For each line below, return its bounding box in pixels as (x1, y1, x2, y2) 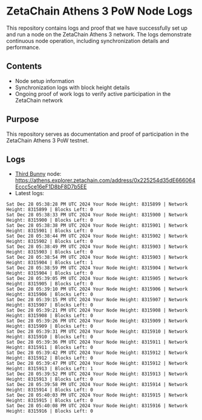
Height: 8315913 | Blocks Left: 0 (6, 376, 94, 382)
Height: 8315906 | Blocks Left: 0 (6, 292, 94, 298)
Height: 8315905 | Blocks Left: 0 (6, 281, 94, 287)
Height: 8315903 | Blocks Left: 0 (6, 249, 94, 255)
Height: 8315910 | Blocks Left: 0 (6, 334, 94, 340)
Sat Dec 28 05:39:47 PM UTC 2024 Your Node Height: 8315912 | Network (6, 361, 188, 367)
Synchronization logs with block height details (15, 84, 130, 91)
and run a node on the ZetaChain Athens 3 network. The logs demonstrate (6, 30, 192, 38)
